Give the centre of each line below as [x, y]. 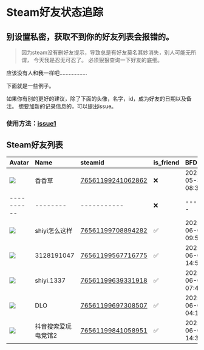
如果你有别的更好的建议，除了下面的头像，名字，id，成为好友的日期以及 [96, 99]
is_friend [166, 163]
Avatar [19, 163]
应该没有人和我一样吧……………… [47, 73]
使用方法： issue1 [31, 123]
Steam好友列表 [35, 145]
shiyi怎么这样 [54, 231]
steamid [92, 163]
